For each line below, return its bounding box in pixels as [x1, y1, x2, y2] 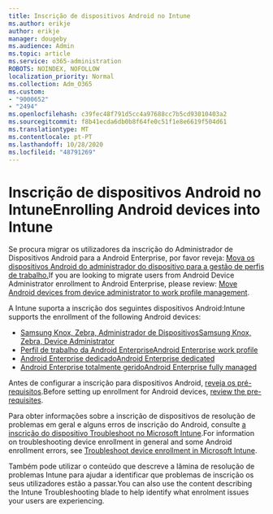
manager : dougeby [8, 34, 67, 43]
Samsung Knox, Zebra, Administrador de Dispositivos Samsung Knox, [19, 328, 252, 338]
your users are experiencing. [8, 496, 105, 506]
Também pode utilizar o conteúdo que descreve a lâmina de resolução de [8, 461, 255, 472]
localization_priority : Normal [8, 72, 115, 81]
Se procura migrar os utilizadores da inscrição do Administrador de [8, 245, 233, 255]
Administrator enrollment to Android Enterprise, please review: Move [8, 279, 238, 289]
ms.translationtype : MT [8, 125, 89, 133]
